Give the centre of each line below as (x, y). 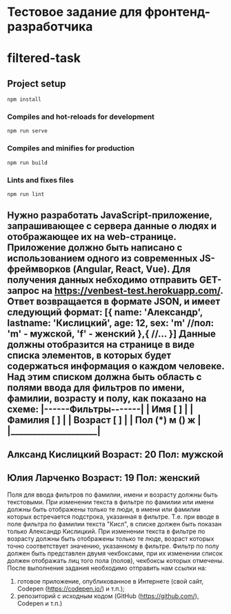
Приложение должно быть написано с (95, 248)
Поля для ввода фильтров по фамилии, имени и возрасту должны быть (113, 495)
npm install (24, 100)
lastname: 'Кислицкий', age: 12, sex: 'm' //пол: (111, 323)
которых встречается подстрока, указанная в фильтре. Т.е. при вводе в (113, 516)
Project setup (37, 83)
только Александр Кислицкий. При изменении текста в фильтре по (106, 531)
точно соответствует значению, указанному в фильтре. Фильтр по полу (113, 546)
